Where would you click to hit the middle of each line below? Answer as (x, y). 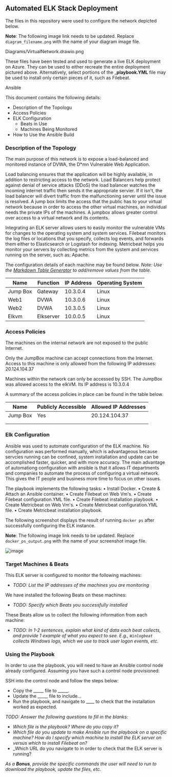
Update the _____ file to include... (47, 696)
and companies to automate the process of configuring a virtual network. (82, 473)
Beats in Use (34, 124)
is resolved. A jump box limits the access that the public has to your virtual (84, 202)
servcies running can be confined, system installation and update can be (82, 457)
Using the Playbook (30, 654)
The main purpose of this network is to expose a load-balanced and (77, 159)
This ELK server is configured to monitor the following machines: (73, 575)
